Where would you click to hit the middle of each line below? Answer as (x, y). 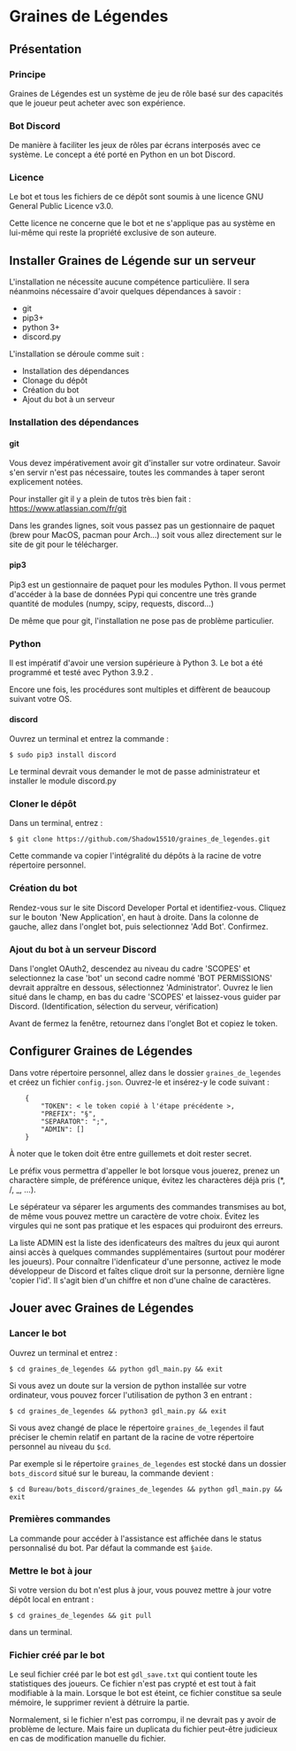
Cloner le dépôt (43, 804)
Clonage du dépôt (55, 381)
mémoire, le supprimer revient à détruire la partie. (99, 1702)
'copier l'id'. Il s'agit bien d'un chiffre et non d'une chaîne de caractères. (140, 1280)
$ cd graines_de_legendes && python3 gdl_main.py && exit (118, 1411)
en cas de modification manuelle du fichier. (87, 1739)
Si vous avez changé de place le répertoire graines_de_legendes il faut (137, 1428)
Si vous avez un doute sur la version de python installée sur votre (128, 1385)
